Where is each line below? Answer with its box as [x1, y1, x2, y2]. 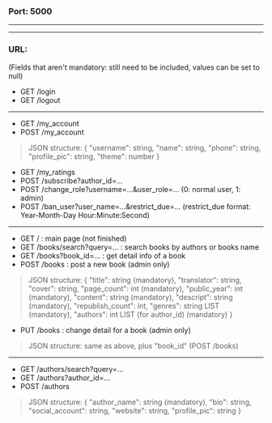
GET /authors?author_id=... [19, 373, 111, 382]
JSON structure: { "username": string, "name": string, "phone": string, [28, 143, 261, 152]
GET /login [19, 87, 56, 96]
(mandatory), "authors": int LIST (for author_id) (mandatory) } [28, 310, 233, 319]
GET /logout [19, 95, 61, 105]
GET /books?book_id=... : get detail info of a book [19, 250, 186, 260]
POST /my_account [19, 127, 84, 137]
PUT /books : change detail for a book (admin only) [19, 325, 192, 335]
